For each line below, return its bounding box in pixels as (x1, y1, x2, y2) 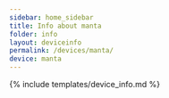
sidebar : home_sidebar (9, 12, 94, 22)
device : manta (9, 54, 63, 63)
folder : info (9, 29, 58, 38)
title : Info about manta (9, 21, 102, 30)
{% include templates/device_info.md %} (9, 79, 161, 89)
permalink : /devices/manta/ (9, 46, 114, 55)
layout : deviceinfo (9, 37, 82, 47)
